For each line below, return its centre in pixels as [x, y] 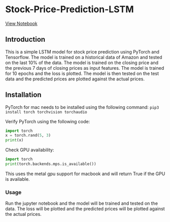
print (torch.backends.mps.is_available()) [51, 164]
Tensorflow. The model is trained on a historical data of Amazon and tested [84, 57]
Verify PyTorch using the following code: [48, 121]
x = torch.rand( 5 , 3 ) [28, 135]
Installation [23, 95]
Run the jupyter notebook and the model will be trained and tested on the [82, 203]
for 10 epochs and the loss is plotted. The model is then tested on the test [82, 73]
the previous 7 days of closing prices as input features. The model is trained [85, 68]
